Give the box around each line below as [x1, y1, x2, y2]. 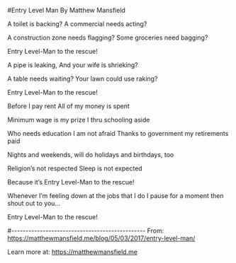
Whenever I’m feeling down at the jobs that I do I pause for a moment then [7, 192, 224, 200]
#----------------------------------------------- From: [7, 226, 164, 235]
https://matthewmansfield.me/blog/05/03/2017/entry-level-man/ [7, 234, 196, 242]
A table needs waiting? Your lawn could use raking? [7, 74, 158, 83]
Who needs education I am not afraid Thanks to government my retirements [7, 129, 229, 137]
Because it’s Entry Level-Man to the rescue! [7, 178, 135, 186]
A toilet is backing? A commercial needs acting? [7, 20, 147, 28]
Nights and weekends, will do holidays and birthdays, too [7, 151, 174, 158]
